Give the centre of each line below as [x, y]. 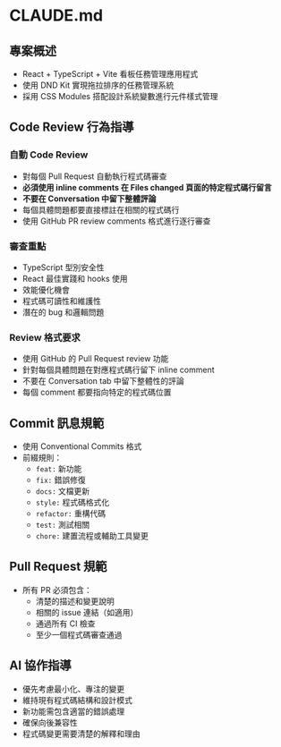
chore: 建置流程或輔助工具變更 [92, 536]
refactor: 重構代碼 [70, 514]
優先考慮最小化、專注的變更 [73, 689]
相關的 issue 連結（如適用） [87, 612]
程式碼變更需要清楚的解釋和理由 [81, 734]
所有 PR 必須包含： [57, 590]
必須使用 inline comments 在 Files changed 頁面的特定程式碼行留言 [147, 187]
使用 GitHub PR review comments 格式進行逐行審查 [116, 221]
